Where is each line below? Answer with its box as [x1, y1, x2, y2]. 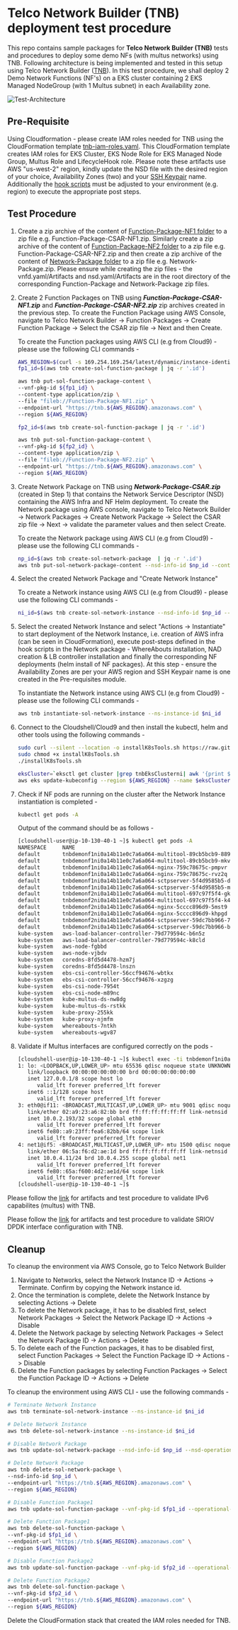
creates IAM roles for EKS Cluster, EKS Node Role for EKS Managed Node [7, 149, 222, 158]
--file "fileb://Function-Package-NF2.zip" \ [17, 456, 154, 464]
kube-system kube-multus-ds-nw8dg [17, 996, 126, 1003]
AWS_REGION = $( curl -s [17, 359, 82, 366]
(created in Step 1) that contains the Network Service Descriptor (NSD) [17, 490, 225, 498]
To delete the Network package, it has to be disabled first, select [17, 1306, 207, 1314]
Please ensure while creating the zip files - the [57, 264, 193, 273]
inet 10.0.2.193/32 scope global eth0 [27, 1115, 142, 1122]
